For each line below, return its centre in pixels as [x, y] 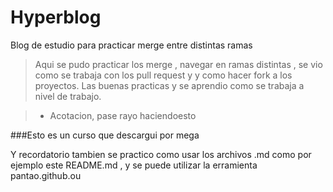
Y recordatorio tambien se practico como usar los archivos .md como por [161, 154]
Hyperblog [56, 17]
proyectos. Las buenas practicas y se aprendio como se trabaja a [169, 85]
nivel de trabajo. [68, 96]
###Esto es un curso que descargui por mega [105, 135]
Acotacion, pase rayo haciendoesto [123, 115]
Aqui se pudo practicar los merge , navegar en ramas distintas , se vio [178, 64]
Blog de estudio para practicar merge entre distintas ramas [131, 45]
